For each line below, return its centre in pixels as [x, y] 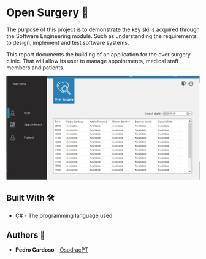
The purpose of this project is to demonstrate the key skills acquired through [103, 29]
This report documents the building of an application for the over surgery [99, 54]
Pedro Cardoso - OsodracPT [52, 249]
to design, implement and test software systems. [68, 42]
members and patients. [36, 68]
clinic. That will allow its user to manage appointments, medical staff [93, 61]
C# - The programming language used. [65, 216]
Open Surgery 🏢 [48, 13]
